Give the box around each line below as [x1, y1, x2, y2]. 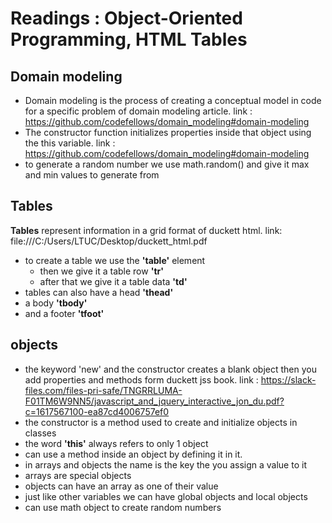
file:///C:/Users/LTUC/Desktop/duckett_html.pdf [10, 235, 208, 247]
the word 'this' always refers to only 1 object [24, 437, 209, 449]
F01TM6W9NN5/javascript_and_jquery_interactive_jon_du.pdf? [24, 395, 285, 407]
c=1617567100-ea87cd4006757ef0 [24, 405, 170, 417]
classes [24, 427, 57, 439]
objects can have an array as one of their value [24, 480, 219, 492]
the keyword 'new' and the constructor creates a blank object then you [24, 363, 318, 375]
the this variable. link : [24, 137, 116, 149]
